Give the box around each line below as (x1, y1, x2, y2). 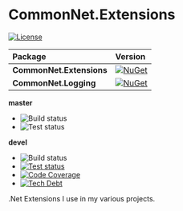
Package (12, 50, 47, 62)
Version (115, 50, 146, 62)
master (8, 98, 33, 107)
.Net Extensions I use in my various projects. (8, 193, 156, 203)
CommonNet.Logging (12, 78, 96, 89)
